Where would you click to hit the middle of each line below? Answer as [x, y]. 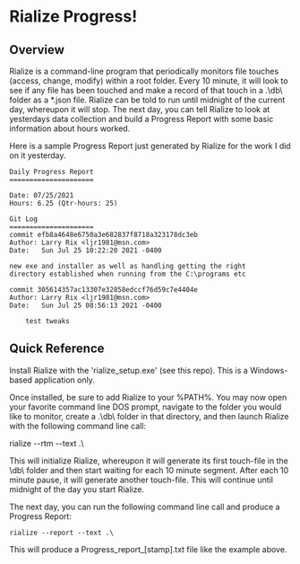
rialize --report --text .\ [62, 533]
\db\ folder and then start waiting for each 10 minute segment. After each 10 [149, 470]
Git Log [24, 219]
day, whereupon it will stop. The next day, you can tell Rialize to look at [140, 109]
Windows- [269, 370]
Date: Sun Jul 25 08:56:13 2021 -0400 [86, 305]
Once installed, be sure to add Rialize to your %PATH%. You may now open [148, 397]
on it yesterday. [38, 155]
